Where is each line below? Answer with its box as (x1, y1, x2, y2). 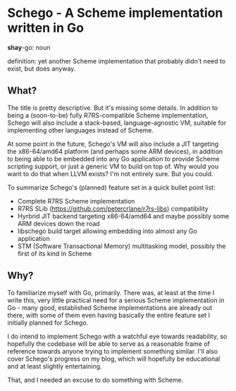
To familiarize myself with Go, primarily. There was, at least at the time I (7, 288, 215, 297)
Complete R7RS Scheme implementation (17, 197, 135, 205)
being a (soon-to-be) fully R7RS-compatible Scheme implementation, (7, 111, 209, 119)
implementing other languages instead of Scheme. (7, 125, 154, 135)
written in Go (7, 20, 85, 36)
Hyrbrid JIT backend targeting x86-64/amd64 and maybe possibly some (17, 211, 230, 220)
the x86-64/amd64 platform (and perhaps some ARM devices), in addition (7, 147, 223, 156)
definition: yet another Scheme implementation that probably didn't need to (7, 56, 226, 65)
